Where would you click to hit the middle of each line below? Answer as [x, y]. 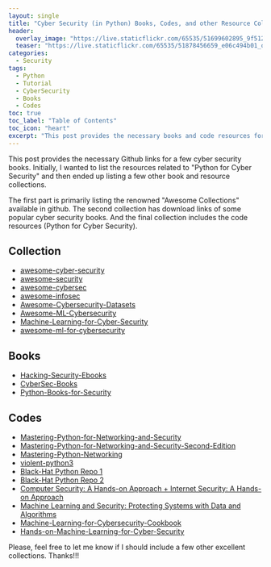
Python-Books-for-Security [65, 393]
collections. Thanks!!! [44, 556]
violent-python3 [47, 463]
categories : [28, 53]
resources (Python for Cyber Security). [73, 226]
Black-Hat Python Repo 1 [61, 472]
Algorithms [38, 515]
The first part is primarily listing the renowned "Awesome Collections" [124, 200]
